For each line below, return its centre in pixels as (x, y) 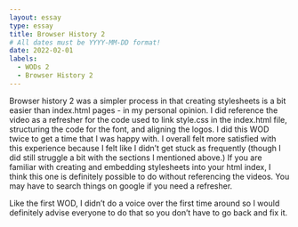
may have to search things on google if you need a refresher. (121, 186)
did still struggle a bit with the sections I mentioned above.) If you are (136, 158)
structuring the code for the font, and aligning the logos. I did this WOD (139, 129)
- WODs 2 (33, 68)
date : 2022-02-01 (41, 51)
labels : (24, 59)
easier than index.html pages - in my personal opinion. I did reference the (144, 110)
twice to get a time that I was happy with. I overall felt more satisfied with (143, 138)
